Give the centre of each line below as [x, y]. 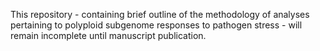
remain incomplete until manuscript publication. [108, 35]
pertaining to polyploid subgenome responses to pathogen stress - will [156, 25]
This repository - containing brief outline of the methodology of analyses [160, 14]
